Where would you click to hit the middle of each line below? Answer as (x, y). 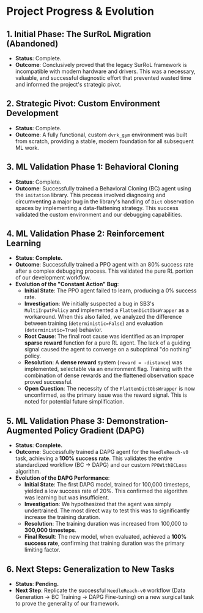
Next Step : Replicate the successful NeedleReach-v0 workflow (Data (100, 590)
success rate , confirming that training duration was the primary (104, 543)
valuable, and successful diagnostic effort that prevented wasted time (103, 78)
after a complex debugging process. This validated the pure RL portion (104, 271)
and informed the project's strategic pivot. (68, 84)
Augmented (30, 430)
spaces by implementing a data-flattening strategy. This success (97, 208)
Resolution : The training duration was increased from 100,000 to (106, 524)
